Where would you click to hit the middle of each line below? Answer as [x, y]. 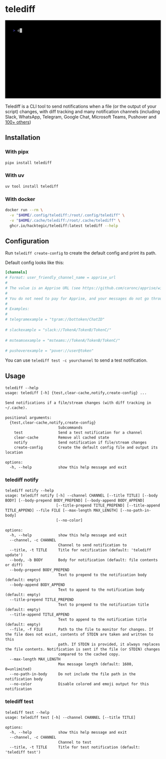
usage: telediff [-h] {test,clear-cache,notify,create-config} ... [76, 393]
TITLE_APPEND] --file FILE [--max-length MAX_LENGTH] [62, 510]
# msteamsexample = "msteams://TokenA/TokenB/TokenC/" [63, 340]
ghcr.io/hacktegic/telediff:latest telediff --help [64, 226]
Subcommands [70, 428]
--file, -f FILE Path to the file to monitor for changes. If [82, 630]
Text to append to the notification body [101, 590]
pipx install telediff [28, 163]
